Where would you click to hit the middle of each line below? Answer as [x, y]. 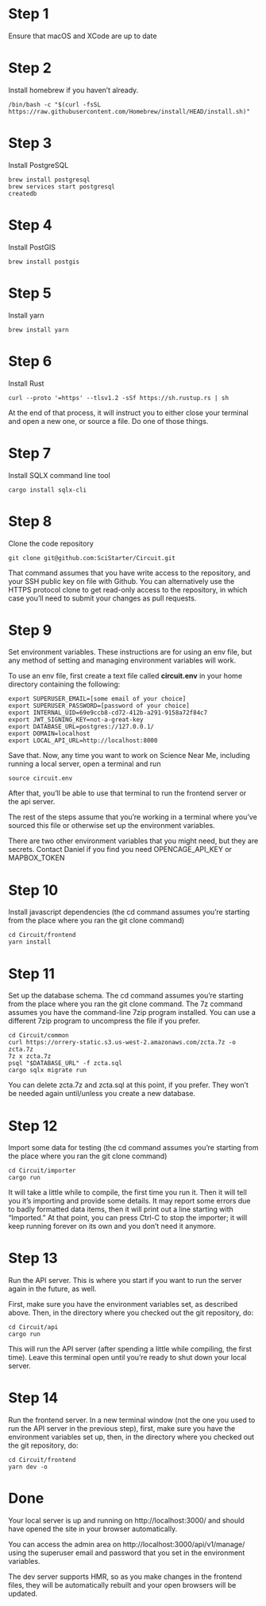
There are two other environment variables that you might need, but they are [133, 841]
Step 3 [30, 143]
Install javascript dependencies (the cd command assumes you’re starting [129, 912]
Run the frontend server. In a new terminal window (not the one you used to [132, 1420]
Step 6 [30, 361]
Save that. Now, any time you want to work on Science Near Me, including [129, 756]
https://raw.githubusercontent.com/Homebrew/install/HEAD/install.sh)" [129, 111]
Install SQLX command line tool [60, 475]
